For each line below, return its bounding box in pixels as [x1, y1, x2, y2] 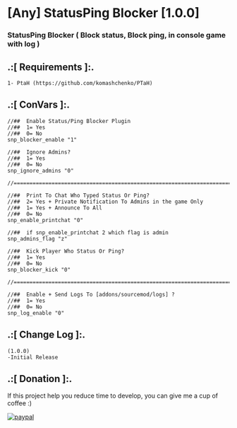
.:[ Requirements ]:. [7, 61, 95, 73]
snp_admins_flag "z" [7, 235, 68, 242]
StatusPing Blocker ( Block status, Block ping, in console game [7, 30, 226, 40]
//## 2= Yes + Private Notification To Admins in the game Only [7, 198, 203, 205]
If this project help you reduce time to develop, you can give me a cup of [7, 391, 219, 400]
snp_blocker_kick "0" [7, 266, 71, 273]
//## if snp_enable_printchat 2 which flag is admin [7, 229, 169, 236]
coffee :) [7, 399, 32, 407]
